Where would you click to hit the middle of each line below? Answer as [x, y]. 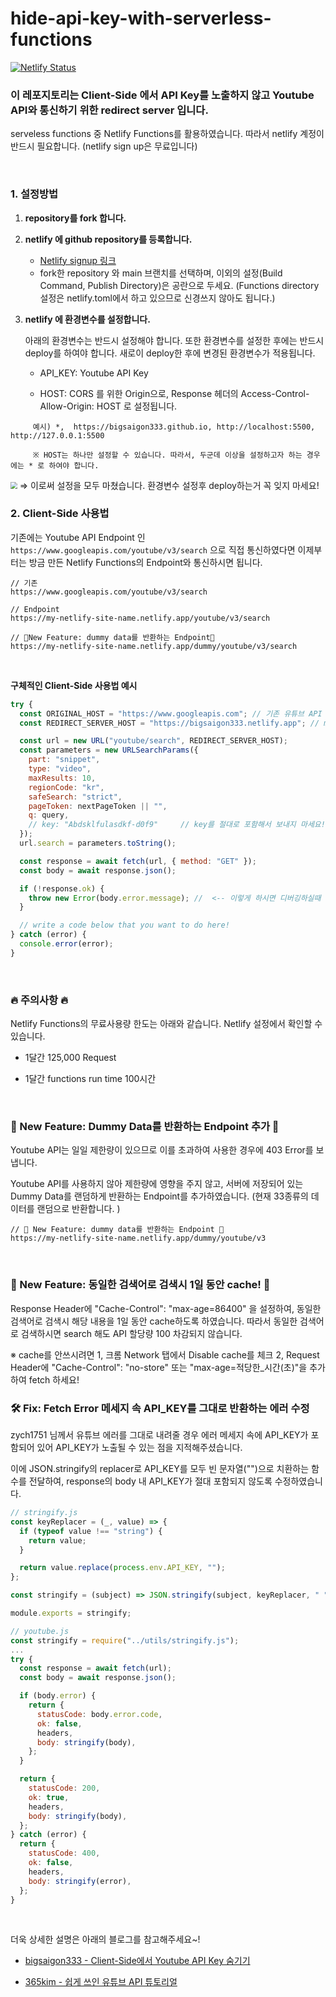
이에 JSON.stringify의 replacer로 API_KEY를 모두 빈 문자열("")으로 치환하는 [160, 1469]
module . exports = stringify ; [71, 1613]
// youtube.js [40, 1631]
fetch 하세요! [54, 1379]
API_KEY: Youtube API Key [94, 373]
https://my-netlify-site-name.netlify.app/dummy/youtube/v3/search [154, 646]
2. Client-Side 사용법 [60, 514]
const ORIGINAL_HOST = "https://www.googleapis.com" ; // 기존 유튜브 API [171, 713]
